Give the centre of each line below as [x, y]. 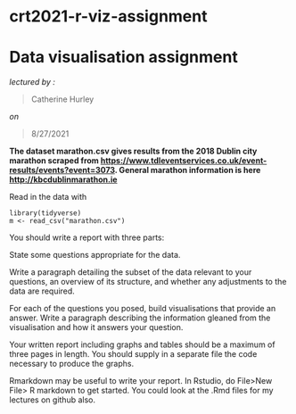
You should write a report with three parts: [87, 237]
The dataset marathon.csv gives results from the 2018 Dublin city [133, 151]
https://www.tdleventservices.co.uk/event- [184, 161]
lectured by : [33, 82]
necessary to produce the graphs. [72, 364]
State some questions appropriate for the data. [95, 255]
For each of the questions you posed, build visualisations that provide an [143, 309]
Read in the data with [48, 197]
